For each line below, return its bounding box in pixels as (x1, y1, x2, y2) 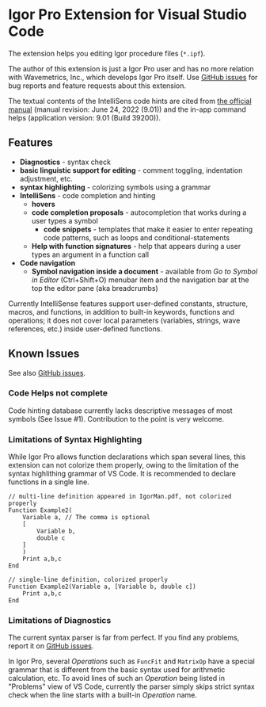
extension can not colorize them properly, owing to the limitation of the (8, 461, 239, 470)
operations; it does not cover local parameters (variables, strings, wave (8, 315, 241, 325)
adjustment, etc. (19, 174, 73, 183)
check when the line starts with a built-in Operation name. (8, 690, 198, 700)
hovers (31, 199, 55, 208)
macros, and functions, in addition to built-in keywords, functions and (8, 307, 235, 316)
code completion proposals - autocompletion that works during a (31, 208, 247, 217)
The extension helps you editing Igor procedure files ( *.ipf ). (8, 48, 206, 58)
